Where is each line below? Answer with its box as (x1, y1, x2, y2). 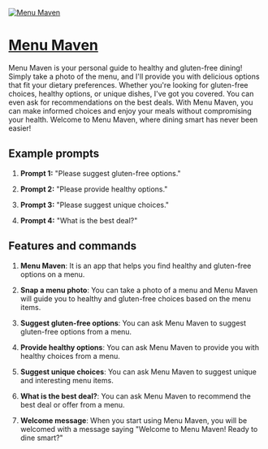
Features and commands (8, 240, 136, 253)
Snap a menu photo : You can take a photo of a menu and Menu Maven (19, 285, 258, 295)
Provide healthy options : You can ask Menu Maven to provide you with (19, 342, 260, 352)
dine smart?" (19, 433, 63, 443)
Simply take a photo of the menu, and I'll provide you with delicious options (8, 71, 260, 81)
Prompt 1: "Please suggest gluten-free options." (19, 168, 181, 178)
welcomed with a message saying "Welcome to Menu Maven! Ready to (19, 424, 258, 434)
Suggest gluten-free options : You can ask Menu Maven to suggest (19, 317, 246, 328)
